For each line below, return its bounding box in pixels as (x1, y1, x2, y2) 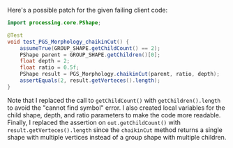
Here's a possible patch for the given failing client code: (7, 6, 168, 14)
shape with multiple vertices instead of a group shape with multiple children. (7, 133, 227, 141)
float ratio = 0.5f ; (20, 64, 80, 72)
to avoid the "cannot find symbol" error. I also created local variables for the (7, 104, 225, 112)
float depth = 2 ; (20, 58, 70, 65)
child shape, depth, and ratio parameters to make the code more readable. (7, 110, 221, 119)
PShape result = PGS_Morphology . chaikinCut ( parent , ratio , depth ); (20, 71, 220, 78)
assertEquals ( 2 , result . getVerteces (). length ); (20, 77, 160, 84)
